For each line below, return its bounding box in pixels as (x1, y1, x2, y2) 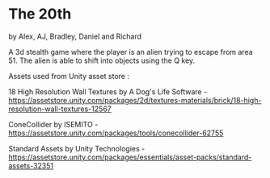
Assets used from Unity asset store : (8, 71, 129, 81)
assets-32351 (8, 160, 54, 170)
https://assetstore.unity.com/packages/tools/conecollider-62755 (8, 128, 224, 138)
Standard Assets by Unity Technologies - (8, 143, 146, 153)
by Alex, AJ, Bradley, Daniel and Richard (8, 31, 142, 41)
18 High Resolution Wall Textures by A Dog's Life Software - (8, 86, 208, 97)
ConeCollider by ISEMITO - (8, 119, 99, 129)
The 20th (8, 5, 72, 23)
